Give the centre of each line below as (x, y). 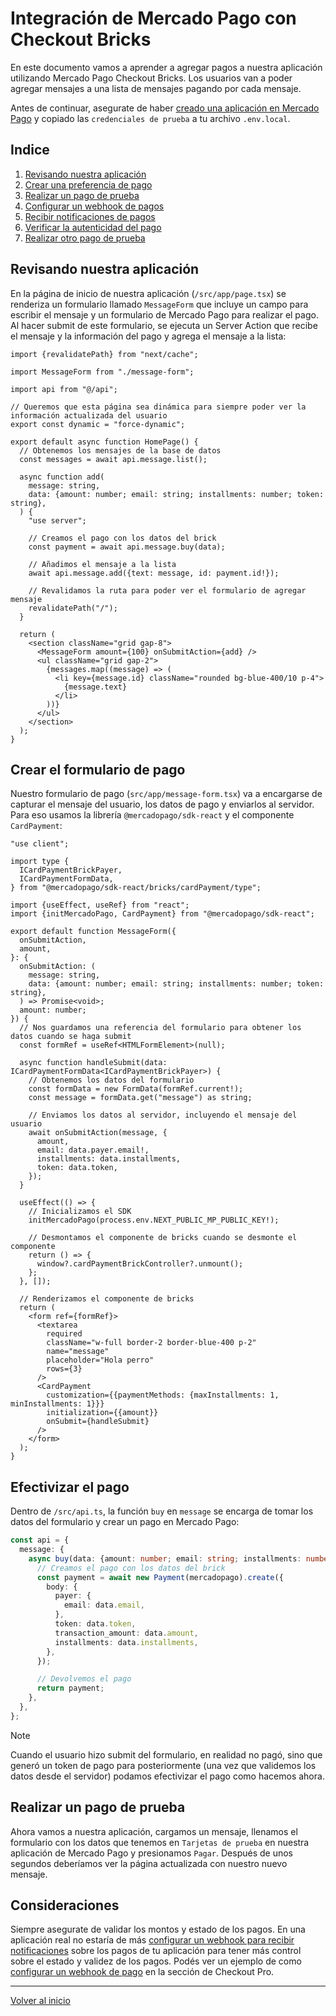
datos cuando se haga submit (71, 1037)
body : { (62, 1587)
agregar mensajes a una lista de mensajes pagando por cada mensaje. (156, 88)
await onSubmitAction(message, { (98, 1133)
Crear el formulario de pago (98, 769)
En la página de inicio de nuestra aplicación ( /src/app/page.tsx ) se (148, 293)
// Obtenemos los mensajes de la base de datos (120, 450)
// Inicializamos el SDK (80, 1212)
